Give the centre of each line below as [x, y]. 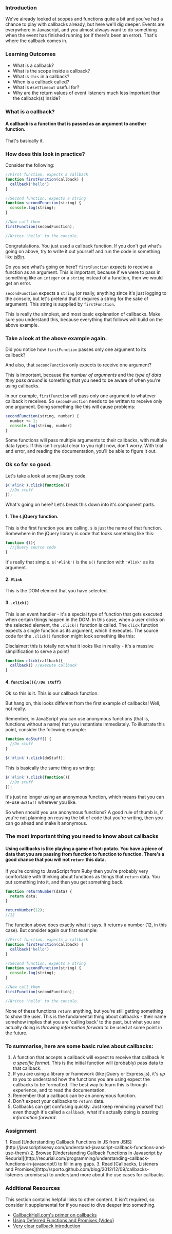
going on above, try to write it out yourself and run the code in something [83, 251]
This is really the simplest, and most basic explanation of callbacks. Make [83, 314]
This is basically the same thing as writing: [50, 768]
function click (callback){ [34, 661]
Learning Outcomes [31, 54]
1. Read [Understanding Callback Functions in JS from [62, 1142]
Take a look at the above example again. [56, 338]
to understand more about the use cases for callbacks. [107, 1175]
